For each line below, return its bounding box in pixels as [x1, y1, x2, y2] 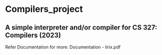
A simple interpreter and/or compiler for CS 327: [5, 23, 158, 32]
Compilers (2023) [5, 31, 61, 39]
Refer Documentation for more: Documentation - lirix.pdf [5, 44, 121, 50]
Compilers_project [5, 3, 83, 15]
